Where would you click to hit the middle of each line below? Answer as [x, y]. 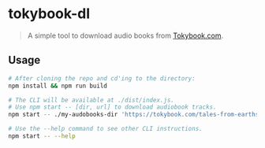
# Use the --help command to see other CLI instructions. [105, 129]
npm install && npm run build [58, 86]
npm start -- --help [42, 136]
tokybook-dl [49, 14]
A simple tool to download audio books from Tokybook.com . [125, 35]
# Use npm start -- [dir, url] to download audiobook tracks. [112, 107]
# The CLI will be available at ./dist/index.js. [91, 100]
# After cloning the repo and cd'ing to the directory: [102, 78]
